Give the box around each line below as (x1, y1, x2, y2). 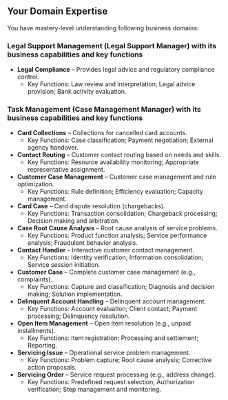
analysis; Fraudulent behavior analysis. (27, 239, 138, 247)
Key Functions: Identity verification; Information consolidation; (27, 253, 204, 261)
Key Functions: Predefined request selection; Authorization (27, 378, 195, 386)
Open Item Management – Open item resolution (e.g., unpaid (17, 319, 191, 328)
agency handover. (27, 143, 79, 152)
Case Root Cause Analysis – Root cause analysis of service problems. (17, 224, 218, 232)
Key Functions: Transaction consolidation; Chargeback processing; (27, 210, 218, 218)
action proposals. (27, 363, 77, 372)
